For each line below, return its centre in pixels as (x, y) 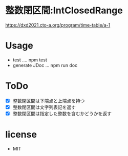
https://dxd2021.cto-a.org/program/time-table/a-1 (58, 25)
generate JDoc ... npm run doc (45, 65)
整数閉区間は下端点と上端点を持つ (49, 101)
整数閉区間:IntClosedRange (64, 10)
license (21, 135)
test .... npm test (30, 60)
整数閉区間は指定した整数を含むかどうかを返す (62, 114)
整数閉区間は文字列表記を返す (44, 107)
